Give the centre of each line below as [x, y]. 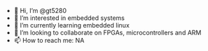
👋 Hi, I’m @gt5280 [40, 11]
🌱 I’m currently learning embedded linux [71, 25]
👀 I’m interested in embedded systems [69, 18]
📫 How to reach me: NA [49, 40]
